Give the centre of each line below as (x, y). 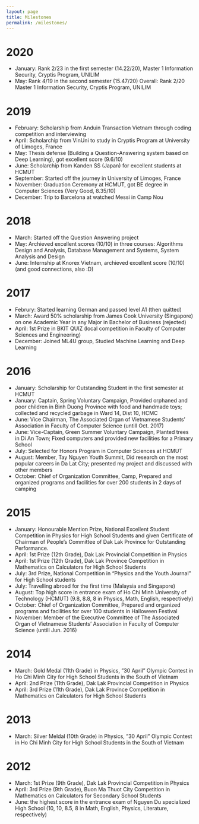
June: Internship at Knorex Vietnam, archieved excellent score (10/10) (100, 263)
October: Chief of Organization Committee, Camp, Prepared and (93, 476)
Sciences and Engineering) (48, 335)
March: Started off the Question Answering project (77, 237)
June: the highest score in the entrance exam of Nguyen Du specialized (102, 801)
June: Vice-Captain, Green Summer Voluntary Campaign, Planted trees (102, 432)
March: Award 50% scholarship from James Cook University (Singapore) (104, 316)
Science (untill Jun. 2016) (46, 630)
